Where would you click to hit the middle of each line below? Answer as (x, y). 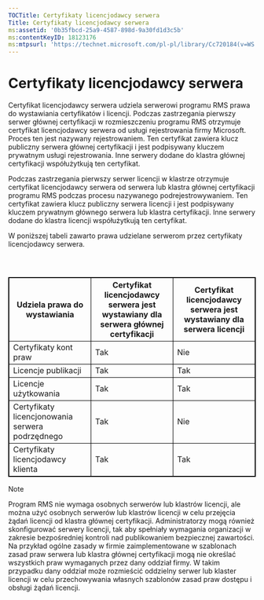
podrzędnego (38, 437)
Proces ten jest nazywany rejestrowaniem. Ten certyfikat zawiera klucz (123, 139)
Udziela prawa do (50, 305)
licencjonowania (43, 417)
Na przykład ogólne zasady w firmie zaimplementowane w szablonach (123, 546)
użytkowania (37, 393)
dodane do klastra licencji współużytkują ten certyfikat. (97, 221)
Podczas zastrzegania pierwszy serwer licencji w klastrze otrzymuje (119, 179)
